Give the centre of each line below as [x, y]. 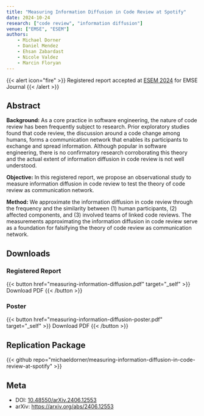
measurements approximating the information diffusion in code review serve [102, 221]
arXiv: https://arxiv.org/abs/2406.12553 [64, 406]
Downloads [28, 253]
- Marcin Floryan [39, 63]
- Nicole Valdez [38, 57]
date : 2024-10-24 [28, 18]
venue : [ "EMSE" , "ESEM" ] [38, 29]
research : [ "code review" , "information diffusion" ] [75, 23]
